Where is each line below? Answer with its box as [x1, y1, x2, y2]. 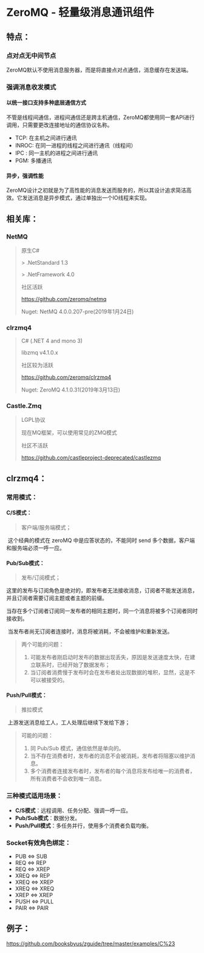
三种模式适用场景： [6, 792, 63, 800]
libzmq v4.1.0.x [21, 349, 59, 356]
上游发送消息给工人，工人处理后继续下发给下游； [7, 719, 131, 726]
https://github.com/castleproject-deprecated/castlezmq [21, 454, 161, 461]
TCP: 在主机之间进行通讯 [15, 134, 77, 141]
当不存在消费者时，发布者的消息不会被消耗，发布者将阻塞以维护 [30, 752, 190, 759]
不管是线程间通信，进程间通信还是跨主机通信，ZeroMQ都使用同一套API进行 [6, 114, 195, 121]
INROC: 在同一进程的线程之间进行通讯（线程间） [15, 142, 137, 149]
